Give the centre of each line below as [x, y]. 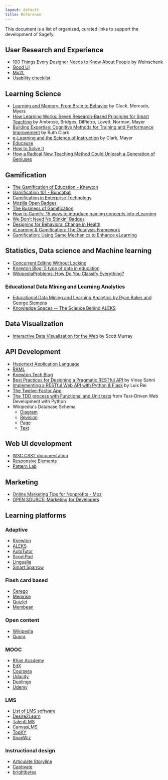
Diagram [29, 412]
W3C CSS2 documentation [40, 456]
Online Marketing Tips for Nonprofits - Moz [57, 494]
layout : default [22, 10]
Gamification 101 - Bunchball [42, 192]
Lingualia [22, 562]
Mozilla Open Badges [34, 203]
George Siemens [30, 303]
